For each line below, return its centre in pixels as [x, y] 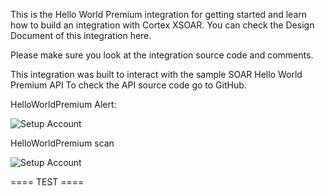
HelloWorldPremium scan [62, 143]
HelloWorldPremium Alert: [63, 104]
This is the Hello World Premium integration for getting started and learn [159, 14]
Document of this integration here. [81, 35]
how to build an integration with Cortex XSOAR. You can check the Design [162, 25]
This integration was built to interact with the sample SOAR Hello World [156, 74]
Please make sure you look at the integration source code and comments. [162, 55]
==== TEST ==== [47, 182]
